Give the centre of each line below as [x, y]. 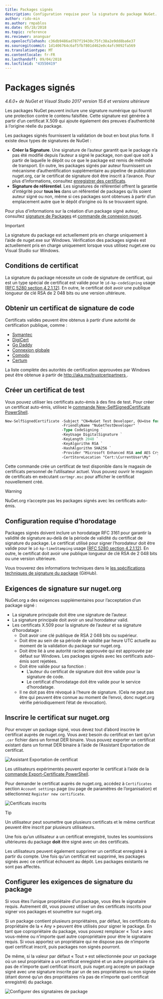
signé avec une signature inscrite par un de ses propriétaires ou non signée [81, 971]
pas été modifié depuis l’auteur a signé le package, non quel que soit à [83, 155]
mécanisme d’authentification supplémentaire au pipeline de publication [84, 171]
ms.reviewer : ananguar [28, 37]
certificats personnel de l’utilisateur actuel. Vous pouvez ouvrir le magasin [79, 472]
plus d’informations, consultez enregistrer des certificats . [69, 181]
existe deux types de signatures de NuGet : [48, 141]
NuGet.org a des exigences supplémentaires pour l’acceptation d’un [73, 600]
